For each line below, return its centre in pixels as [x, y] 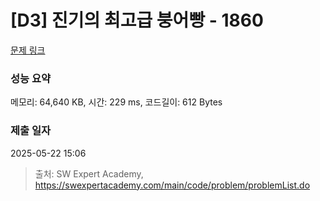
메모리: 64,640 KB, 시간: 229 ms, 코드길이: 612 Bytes [116, 102]
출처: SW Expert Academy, [89, 173]
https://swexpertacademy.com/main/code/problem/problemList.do [172, 185]
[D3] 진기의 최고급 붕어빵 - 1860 [137, 20]
